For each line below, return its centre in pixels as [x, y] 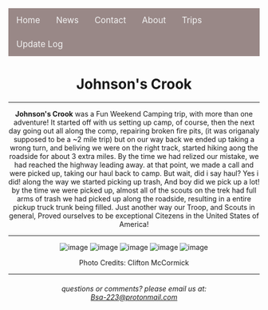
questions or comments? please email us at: [134, 288]
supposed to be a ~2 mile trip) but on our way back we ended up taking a [134, 139]
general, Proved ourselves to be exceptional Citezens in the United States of [134, 216]
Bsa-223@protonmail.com [134, 297]
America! [134, 224]
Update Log [40, 44]
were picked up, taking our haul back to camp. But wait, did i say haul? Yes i [134, 173]
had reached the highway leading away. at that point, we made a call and [134, 165]
